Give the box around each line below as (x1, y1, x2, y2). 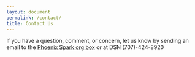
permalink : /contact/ (6, 15, 62, 21)
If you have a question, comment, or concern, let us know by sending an (6, 37, 189, 45)
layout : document (6, 9, 51, 15)
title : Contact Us (6, 20, 53, 26)
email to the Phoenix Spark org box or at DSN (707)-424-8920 (6, 44, 164, 51)
